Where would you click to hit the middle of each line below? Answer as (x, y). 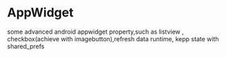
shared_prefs (26, 46)
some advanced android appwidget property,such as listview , (95, 32)
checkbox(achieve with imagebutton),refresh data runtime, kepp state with (113, 38)
